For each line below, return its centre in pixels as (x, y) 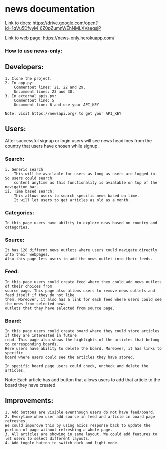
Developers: (24, 67)
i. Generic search (24, 169)
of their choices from (29, 286)
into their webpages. (28, 255)
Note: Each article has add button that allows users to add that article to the (83, 379)
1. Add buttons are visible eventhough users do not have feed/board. (80, 412)
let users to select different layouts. (48, 438)
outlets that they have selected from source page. (60, 308)
